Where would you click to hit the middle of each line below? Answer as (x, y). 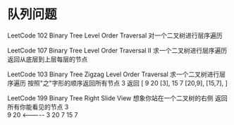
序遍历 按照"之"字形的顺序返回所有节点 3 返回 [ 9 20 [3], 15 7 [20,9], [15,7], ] (117, 83)
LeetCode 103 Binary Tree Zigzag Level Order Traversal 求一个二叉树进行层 (116, 74)
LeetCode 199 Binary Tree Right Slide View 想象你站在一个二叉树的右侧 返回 (117, 98)
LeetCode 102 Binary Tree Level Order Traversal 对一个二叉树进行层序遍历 (115, 35)
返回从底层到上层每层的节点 (48, 59)
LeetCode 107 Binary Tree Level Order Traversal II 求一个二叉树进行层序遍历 (117, 50)
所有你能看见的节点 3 (38, 107)
